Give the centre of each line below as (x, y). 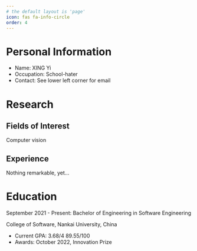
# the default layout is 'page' (46, 11)
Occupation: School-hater (46, 74)
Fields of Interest (38, 126)
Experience (27, 159)
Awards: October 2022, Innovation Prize (63, 242)
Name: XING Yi (33, 68)
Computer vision (26, 140)
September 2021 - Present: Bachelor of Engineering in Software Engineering (99, 213)
